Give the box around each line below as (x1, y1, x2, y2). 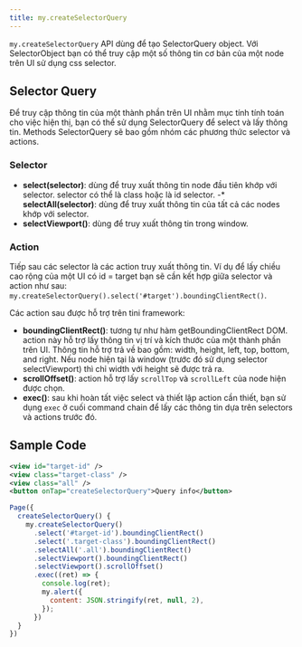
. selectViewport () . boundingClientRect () (33, 554, 188, 563)
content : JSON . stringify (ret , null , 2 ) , (49, 595, 204, 604)
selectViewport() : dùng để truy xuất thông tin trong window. (22, 218, 249, 229)
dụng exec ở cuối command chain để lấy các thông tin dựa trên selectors (22, 402, 293, 413)
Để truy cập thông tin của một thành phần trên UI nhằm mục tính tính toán (9, 108, 285, 119)
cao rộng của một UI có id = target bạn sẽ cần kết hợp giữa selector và (9, 271, 273, 281)
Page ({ (9, 503, 34, 512)
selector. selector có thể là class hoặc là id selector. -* (22, 189, 226, 200)
